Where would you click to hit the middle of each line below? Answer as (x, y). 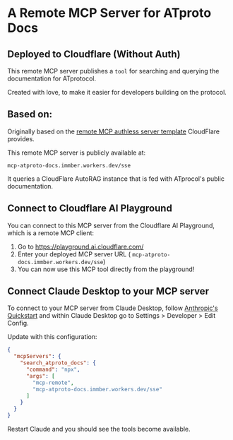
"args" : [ (40, 376)
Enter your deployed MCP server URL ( (74, 254)
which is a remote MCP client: (50, 233)
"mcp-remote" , (53, 383)
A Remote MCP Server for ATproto (109, 13)
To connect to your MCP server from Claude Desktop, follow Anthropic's (113, 308)
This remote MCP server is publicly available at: (77, 153)
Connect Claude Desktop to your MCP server (108, 291)
